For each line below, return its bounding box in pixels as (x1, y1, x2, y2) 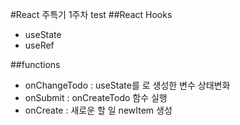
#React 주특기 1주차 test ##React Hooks (10, 9, 173, 20)
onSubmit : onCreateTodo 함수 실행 (24, 92, 168, 103)
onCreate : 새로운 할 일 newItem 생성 (24, 104, 173, 116)
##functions (10, 59, 61, 70)
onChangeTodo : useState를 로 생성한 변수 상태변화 (24, 79, 231, 91)
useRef (24, 39, 55, 51)
